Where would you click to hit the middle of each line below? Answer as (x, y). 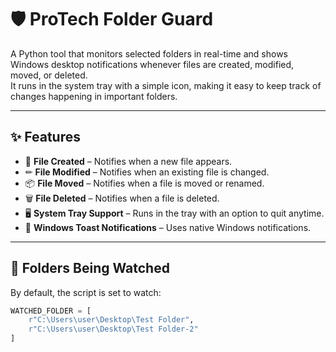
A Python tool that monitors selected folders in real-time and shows (149, 53)
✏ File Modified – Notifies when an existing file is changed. (147, 172)
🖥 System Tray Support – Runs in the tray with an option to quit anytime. (174, 213)
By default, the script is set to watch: (86, 292)
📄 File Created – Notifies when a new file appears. (128, 161)
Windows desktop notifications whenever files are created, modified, (152, 64)
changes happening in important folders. (94, 96)
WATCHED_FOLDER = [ (51, 311)
